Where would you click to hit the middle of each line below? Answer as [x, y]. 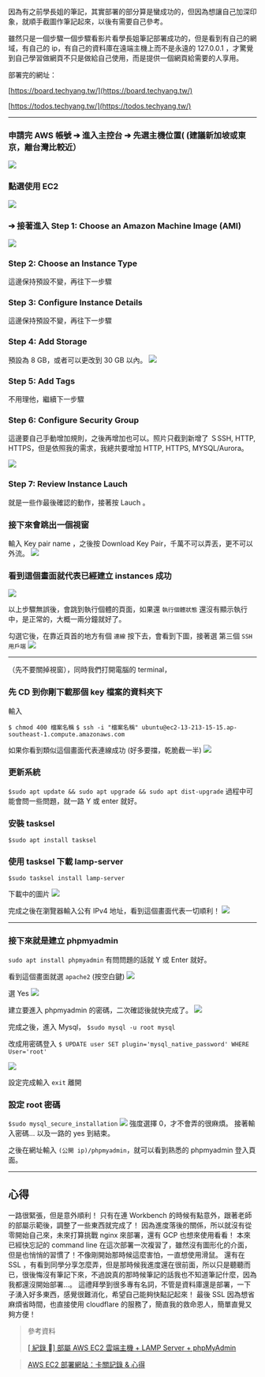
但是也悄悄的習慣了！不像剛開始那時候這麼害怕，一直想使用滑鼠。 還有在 [127, 1254]
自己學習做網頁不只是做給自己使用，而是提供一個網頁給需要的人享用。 [129, 58]
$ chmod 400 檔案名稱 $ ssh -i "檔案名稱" [73, 727]
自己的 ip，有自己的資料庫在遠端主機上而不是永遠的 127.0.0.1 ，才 [134, 48]
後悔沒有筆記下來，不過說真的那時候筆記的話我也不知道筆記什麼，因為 [143, 1274]
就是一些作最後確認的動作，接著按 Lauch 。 [79, 502]
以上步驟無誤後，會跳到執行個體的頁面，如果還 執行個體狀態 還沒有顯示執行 [128, 609]
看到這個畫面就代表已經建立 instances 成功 [90, 576]
